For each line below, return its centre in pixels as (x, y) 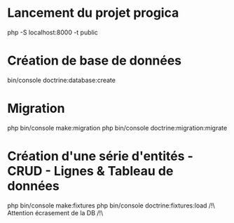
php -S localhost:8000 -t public (53, 32)
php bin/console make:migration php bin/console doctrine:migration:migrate (117, 128)
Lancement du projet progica (93, 13)
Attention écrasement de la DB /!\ (55, 212)
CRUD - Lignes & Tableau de (90, 171)
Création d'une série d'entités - (101, 156)
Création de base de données (95, 61)
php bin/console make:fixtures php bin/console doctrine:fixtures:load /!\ (111, 205)
